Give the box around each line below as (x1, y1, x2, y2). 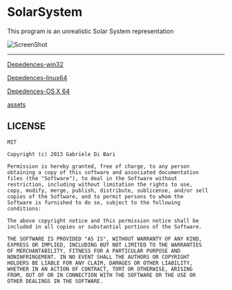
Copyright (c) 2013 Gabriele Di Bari (7, 151, 116, 157)
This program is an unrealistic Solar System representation (7, 27, 174, 35)
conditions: (7, 205, 41, 212)
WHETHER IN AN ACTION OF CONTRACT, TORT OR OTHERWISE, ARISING (7, 265, 193, 273)
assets (7, 100, 26, 108)
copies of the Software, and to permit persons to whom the (7, 193, 184, 200)
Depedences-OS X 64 (7, 87, 70, 95)
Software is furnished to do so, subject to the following (7, 199, 181, 206)
